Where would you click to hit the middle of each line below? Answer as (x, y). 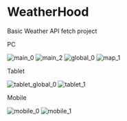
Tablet (16, 71)
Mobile (17, 98)
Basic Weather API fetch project (52, 31)
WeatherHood (48, 12)
